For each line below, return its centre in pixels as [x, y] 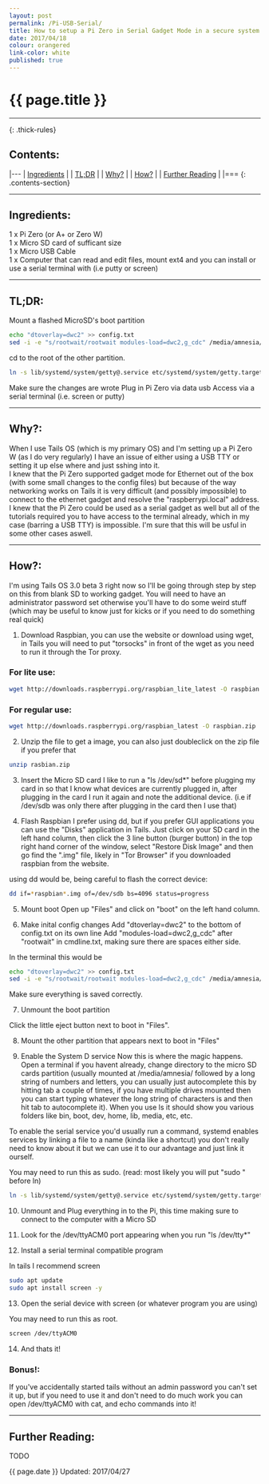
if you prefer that [48, 750]
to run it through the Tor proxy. [71, 652]
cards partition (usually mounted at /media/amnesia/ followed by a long [138, 1073]
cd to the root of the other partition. [67, 358]
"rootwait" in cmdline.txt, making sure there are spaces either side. [131, 941]
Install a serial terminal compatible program [92, 1250]
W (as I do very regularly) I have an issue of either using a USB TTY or [125, 456]
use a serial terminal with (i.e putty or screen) [84, 268]
